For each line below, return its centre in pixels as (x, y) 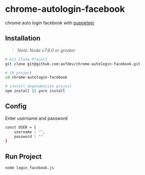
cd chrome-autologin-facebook (36, 78)
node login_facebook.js (30, 168)
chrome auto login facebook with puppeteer (50, 23)
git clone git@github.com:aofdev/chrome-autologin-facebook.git (73, 64)
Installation (23, 38)
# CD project (19, 73)
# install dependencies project (38, 87)
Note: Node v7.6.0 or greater (46, 50)
